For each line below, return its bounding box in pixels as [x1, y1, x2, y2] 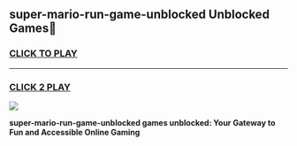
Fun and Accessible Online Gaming [9, 127, 141, 137]
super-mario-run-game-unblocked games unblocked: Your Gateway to [9, 117, 276, 127]
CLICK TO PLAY [9, 48, 78, 60]
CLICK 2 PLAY [9, 81, 71, 93]
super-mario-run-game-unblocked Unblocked [9, 7, 270, 22]
